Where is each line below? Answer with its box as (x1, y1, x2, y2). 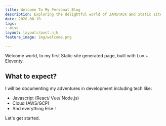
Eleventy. (5, 58, 24, 64)
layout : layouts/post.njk (5, 30, 58, 35)
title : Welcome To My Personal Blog (5, 7, 81, 12)
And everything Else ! (12, 105, 56, 111)
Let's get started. (5, 115, 41, 121)
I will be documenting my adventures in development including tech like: (5, 85, 152, 91)
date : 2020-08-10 (5, 16, 41, 21)
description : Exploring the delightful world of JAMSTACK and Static (5, 12, 152, 17)
